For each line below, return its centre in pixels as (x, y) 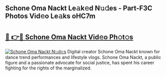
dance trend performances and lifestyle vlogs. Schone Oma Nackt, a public (83, 57)
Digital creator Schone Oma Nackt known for (113, 52)
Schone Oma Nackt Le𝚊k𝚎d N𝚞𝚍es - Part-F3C (79, 8)
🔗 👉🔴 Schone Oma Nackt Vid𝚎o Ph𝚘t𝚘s (69, 37)
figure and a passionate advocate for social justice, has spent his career (80, 63)
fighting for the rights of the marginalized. (48, 68)
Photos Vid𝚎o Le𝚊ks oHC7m (50, 16)
